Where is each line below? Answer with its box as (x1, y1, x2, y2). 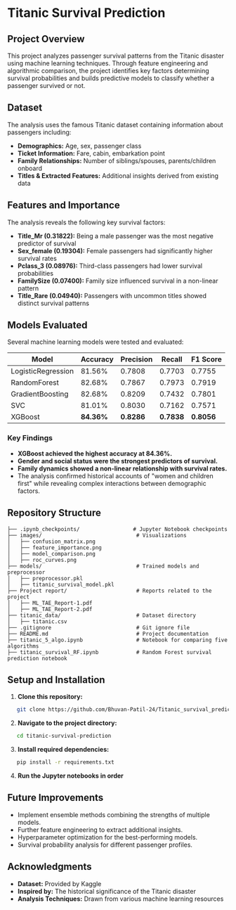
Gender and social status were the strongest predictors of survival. (17, 456, 218, 465)
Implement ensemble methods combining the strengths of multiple (17, 810, 211, 819)
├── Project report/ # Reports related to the (7, 587, 212, 594)
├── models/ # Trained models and (7, 563, 199, 570)
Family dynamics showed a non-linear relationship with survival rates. (17, 464, 228, 473)
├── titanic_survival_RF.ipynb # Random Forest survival (7, 648, 212, 655)
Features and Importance (7, 199, 121, 212)
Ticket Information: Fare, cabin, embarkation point (17, 149, 165, 158)
